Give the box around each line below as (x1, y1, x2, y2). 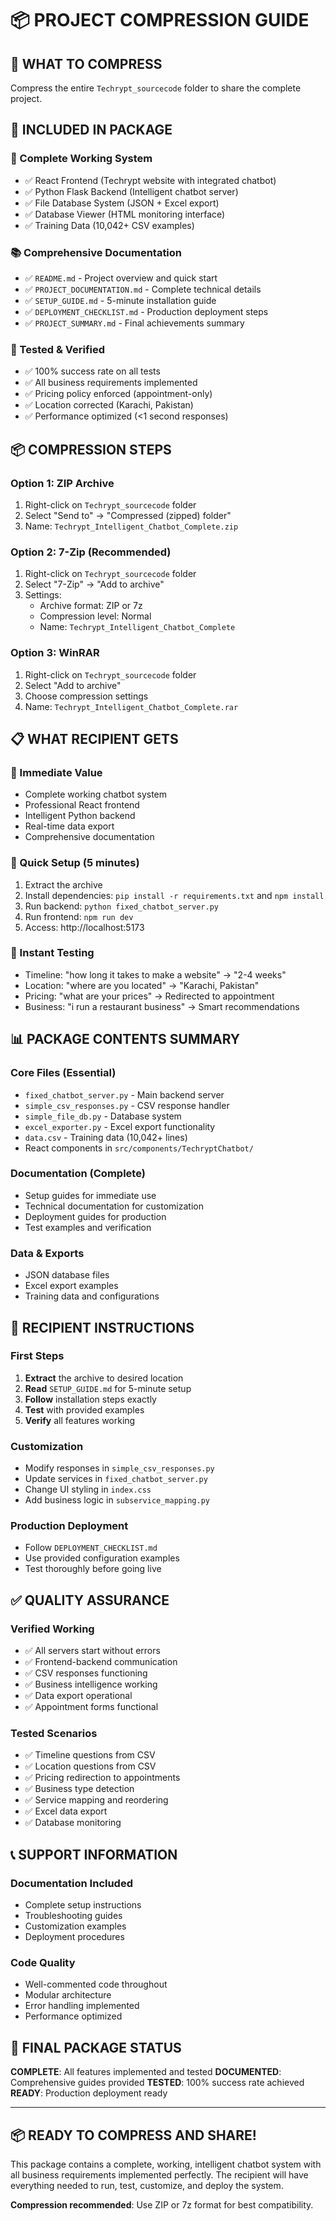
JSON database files (24, 1269, 110, 1281)
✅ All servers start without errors (24, 1645, 161, 1657)
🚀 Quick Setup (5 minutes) (10, 856, 140, 870)
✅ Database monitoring (24, 1817, 122, 1829)
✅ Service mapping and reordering (24, 1794, 169, 1806)
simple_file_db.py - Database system (24, 1110, 182, 1122)
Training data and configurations (24, 1290, 160, 1302)
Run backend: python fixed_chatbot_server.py (24, 900, 219, 912)
